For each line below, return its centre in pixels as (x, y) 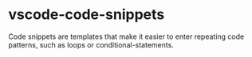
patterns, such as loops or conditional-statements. (91, 44)
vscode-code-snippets (87, 15)
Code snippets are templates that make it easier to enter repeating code (126, 36)
